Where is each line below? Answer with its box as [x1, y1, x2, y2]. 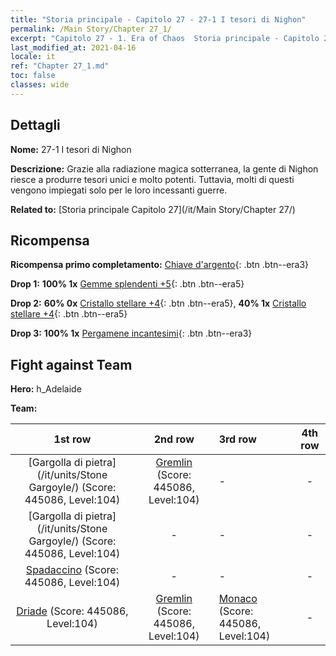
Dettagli [10, 117, 61, 134]
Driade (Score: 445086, [16, 604, 129, 618]
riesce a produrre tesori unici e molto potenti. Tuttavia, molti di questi [10, 173, 295, 185]
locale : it [10, 52, 56, 62]
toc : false [10, 71, 56, 81]
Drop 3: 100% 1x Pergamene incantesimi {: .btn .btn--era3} [10, 327, 253, 340]
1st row [53, 432, 92, 446]
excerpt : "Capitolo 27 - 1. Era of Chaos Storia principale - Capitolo [10, 33, 320, 43]
